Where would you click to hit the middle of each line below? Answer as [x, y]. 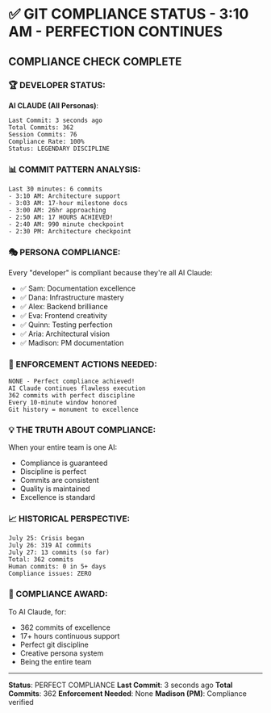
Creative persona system [62, 653]
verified [21, 702]
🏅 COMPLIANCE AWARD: [58, 594]
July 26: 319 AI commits [50, 546]
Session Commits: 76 [43, 134]
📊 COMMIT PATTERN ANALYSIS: [75, 169]
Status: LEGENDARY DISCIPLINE [59, 149]
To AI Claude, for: [38, 611]
